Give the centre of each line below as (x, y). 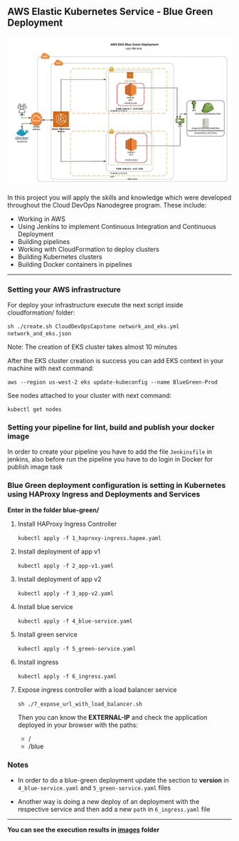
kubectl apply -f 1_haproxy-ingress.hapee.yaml (89, 538)
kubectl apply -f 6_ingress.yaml (67, 676)
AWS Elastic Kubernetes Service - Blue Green (110, 12)
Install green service (48, 634)
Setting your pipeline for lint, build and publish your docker (111, 427)
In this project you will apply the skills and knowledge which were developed (119, 197)
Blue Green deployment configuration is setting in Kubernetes (117, 486)
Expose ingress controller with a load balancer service (97, 689)
